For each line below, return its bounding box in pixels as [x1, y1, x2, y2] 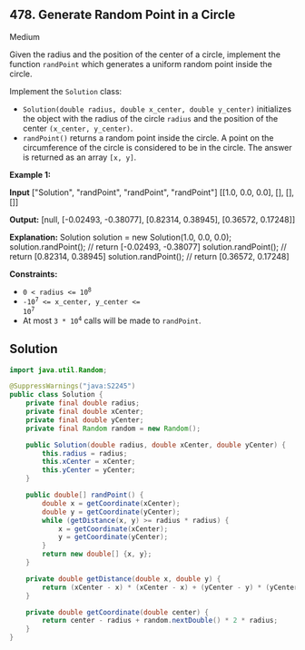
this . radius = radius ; [42, 448, 128, 458]
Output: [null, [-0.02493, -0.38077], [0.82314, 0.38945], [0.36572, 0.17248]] [9, 213, 296, 225]
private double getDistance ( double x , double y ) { [25, 574, 221, 584]
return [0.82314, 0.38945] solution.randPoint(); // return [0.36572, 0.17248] [9, 251, 290, 261]
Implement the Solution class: [9, 85, 123, 96]
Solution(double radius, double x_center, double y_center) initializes [22, 103, 292, 114]
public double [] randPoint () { [25, 490, 144, 500]
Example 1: [9, 169, 52, 180]
